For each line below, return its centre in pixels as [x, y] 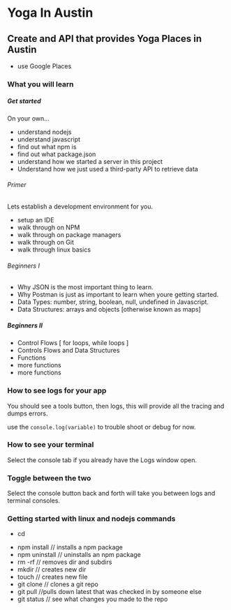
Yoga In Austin [50, 13]
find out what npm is [47, 146]
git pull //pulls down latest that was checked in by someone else [110, 592]
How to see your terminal [51, 445]
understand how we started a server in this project [90, 161]
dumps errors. [28, 413]
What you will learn [41, 84]
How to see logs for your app [57, 390]
